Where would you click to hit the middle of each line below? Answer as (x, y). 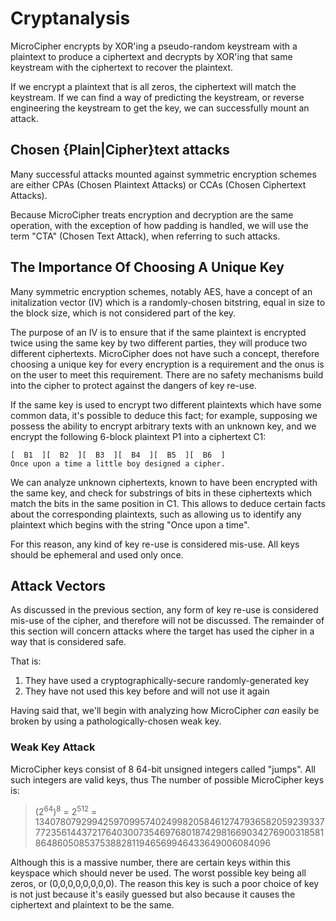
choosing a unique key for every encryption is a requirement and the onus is (167, 364)
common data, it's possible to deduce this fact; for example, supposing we (164, 415)
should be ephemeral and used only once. (97, 554)
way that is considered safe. (68, 642)
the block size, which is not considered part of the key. (123, 313)
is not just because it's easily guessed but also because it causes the (153, 894)
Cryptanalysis (70, 18)
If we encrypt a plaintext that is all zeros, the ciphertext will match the (153, 86)
